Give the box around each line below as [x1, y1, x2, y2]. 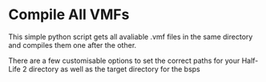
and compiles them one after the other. [8, 40, 137, 49]
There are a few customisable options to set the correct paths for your [8, 56, 240, 65]
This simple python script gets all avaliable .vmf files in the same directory [8, 32, 253, 41]
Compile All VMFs [8, 6, 130, 24]
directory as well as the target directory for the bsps [28, 64, 200, 73]
